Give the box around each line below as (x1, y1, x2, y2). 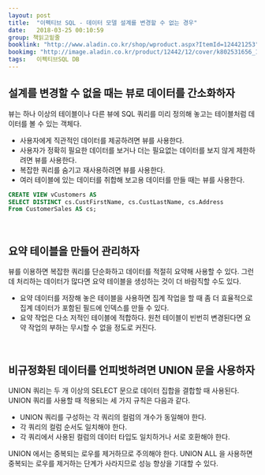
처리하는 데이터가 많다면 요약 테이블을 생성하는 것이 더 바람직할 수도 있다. (16, 276, 242, 286)
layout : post (8, 11, 51, 20)
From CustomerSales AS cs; (8, 206, 97, 213)
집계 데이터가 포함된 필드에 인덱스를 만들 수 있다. (19, 303, 170, 313)
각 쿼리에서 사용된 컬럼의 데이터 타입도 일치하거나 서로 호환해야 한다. (19, 432, 230, 441)
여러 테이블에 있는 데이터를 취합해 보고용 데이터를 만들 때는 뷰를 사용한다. (19, 175, 245, 184)
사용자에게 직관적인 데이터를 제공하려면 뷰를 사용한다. (19, 135, 185, 145)
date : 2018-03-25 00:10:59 (8, 26, 104, 34)
